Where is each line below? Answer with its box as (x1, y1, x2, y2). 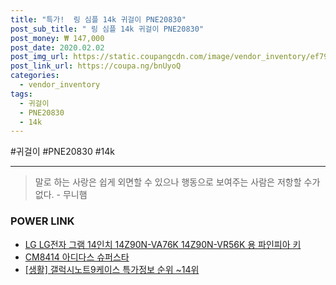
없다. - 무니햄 (34, 189, 88, 201)
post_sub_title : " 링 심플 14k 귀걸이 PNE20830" (10, 24, 205, 34)
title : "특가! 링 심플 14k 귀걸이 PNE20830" (10, 14, 187, 25)
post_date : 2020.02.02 (10, 42, 105, 53)
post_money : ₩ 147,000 (10, 33, 105, 43)
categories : (10, 71, 60, 81)
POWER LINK (10, 214, 75, 228)
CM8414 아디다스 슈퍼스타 (24, 251, 130, 263)
